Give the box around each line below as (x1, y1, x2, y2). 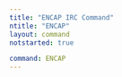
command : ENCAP (9, 55, 66, 64)
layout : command (9, 30, 70, 38)
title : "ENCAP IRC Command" (9, 13, 115, 22)
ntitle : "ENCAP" (9, 21, 70, 30)
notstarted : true (9, 38, 74, 47)
